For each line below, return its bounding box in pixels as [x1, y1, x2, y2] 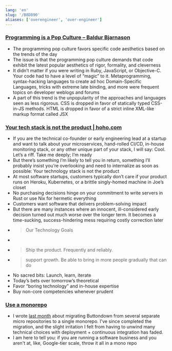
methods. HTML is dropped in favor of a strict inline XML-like [25, 106, 155, 112]
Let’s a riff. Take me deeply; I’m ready [12, 152, 92, 158]
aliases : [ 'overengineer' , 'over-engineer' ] [5, 17, 102, 22]
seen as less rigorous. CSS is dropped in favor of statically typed [12, 100, 150, 106]
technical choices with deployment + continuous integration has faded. [12, 329, 163, 336]
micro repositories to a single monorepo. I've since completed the [12, 318, 152, 324]
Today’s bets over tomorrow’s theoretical [12, 277, 99, 283]
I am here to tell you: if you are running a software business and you [12, 335, 157, 341]
